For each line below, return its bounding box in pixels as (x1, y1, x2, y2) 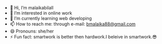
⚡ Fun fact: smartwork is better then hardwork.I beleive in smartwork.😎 (9, 34, 157, 39)
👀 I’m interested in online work (9, 10, 72, 16)
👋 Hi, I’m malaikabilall (9, 5, 54, 10)
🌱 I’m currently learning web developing (9, 15, 92, 21)
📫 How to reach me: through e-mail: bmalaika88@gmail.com (9, 21, 136, 27)
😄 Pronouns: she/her (9, 28, 54, 34)
